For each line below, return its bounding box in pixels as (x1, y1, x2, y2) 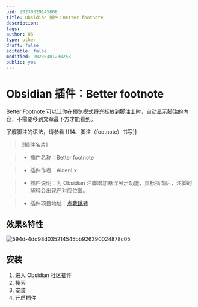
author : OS (6, 31, 34, 37)
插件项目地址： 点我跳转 (29, 200, 88, 207)
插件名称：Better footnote (29, 154, 94, 161)
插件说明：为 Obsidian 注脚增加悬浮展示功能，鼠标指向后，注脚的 (29, 179, 193, 187)
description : (6, 20, 39, 26)
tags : (6, 25, 20, 32)
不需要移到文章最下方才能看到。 (16, 116, 96, 123)
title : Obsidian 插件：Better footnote (6, 14, 104, 20)
